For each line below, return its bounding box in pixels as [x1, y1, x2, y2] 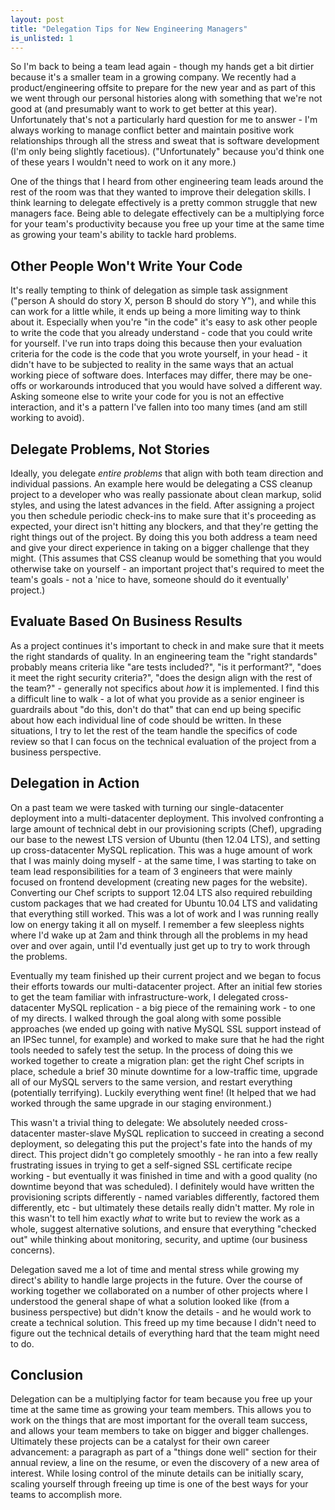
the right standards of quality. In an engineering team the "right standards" [10, 650, 318, 662]
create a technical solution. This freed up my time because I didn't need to [10, 1316, 317, 1328]
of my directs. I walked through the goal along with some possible [10, 1012, 282, 1024]
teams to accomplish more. [10, 1489, 123, 1501]
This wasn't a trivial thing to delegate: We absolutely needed [10, 1116, 260, 1128]
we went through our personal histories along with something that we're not [10, 92, 323, 105]
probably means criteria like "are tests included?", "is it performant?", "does [10, 661, 322, 673]
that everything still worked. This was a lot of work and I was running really [10, 907, 319, 920]
